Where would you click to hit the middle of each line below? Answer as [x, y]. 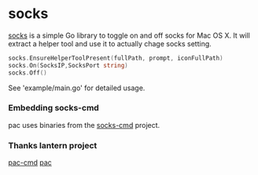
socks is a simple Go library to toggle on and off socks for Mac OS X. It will [129, 35]
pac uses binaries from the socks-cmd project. [84, 125]
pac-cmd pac [30, 162]
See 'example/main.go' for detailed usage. [77, 88]
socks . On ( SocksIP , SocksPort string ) [68, 65]
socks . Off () [28, 73]
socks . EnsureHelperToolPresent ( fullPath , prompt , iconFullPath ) [116, 58]
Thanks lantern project [53, 145]
